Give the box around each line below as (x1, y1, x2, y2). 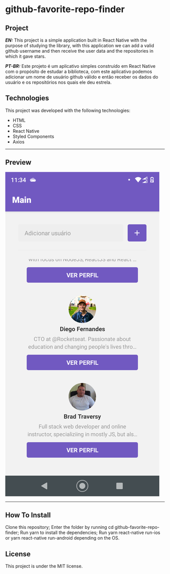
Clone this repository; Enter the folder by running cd (5, 524, 114, 530)
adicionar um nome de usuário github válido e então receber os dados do (5, 74, 158, 80)
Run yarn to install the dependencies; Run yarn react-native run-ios (20, 529, 160, 535)
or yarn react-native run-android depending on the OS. (5, 535, 120, 541)
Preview (5, 158, 32, 167)
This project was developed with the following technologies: (5, 107, 131, 113)
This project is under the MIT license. (5, 563, 83, 569)
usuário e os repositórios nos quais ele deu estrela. (5, 80, 112, 85)
